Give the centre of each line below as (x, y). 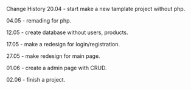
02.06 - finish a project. (36, 80)
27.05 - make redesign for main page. (53, 56)
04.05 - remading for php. (39, 20)
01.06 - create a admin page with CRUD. (57, 68)
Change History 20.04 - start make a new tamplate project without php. (96, 9)
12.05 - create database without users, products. (68, 32)
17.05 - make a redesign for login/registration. (63, 44)
